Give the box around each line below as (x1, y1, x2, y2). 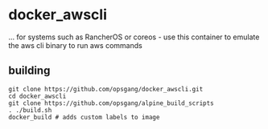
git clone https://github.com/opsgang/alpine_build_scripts (8, 99, 215, 107)
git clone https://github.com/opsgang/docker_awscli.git (8, 85, 204, 93)
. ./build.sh (8, 106, 52, 114)
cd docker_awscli (8, 92, 67, 100)
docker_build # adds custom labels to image (8, 113, 160, 121)
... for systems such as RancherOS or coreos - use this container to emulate (8, 32, 260, 42)
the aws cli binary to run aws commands (8, 40, 142, 50)
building (8, 64, 51, 78)
